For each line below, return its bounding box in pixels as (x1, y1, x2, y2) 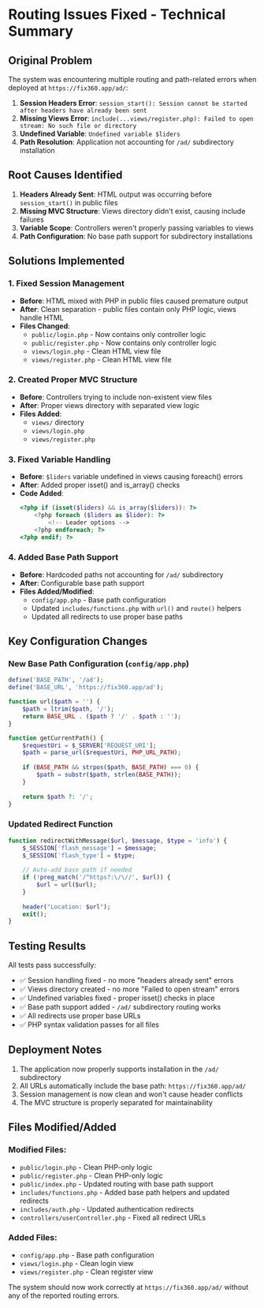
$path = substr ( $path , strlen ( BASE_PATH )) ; (36, 771, 181, 779)
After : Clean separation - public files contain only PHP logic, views (19, 304, 236, 313)
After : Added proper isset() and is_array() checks (19, 480, 180, 490)
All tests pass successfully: (8, 961, 97, 970)
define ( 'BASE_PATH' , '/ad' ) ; (8, 676, 104, 684)
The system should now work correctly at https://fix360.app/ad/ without (8, 1282, 249, 1291)
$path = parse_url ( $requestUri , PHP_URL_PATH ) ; (22, 748, 181, 757)
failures (19, 215, 45, 224)
